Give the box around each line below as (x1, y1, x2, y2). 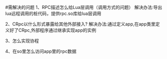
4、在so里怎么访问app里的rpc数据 (5, 49, 76, 54)
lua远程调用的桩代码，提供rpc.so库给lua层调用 (5, 10, 102, 16)
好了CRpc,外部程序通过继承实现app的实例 (9, 27, 97, 33)
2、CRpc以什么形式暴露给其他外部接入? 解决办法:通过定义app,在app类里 (5, 21, 156, 27)
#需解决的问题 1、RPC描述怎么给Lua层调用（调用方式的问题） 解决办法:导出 (5, 4, 162, 10)
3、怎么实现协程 (5, 38, 39, 44)
